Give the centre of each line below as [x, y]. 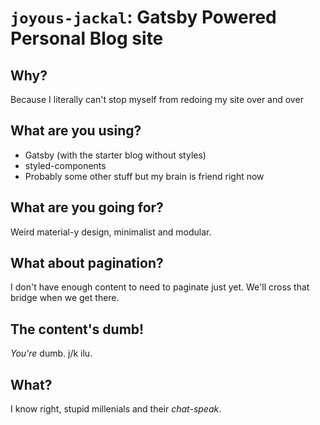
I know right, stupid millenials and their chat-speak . [116, 409]
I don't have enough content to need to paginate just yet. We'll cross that [160, 287]
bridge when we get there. [65, 298]
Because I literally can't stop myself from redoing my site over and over [157, 99]
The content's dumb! [77, 329]
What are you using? [76, 131]
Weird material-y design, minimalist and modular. [111, 232]
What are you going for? [87, 207]
